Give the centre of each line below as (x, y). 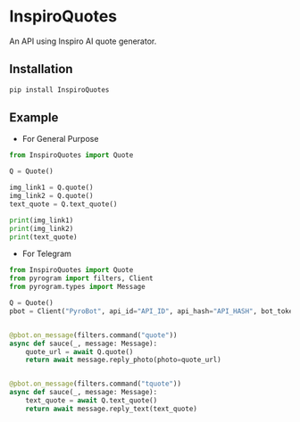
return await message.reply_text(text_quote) (112, 409)
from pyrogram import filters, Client (81, 278)
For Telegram (46, 254)
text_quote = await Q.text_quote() (92, 401)
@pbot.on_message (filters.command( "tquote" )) (95, 384)
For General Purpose (60, 139)
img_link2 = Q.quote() (51, 196)
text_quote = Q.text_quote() (63, 204)
